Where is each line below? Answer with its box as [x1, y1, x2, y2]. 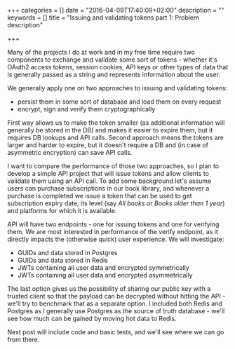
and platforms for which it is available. [7, 207, 117, 214]
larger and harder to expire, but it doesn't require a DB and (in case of [7, 141, 209, 149]
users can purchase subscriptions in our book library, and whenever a [7, 184, 210, 192]
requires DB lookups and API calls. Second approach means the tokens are [7, 133, 224, 142]
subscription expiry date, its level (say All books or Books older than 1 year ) [7, 199, 225, 207]
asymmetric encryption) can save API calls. [7, 149, 133, 156]
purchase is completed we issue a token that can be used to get [7, 192, 192, 200]
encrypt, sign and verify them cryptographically [17, 105, 156, 113]
